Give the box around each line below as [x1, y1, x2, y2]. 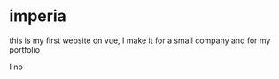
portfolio [9, 44, 41, 54]
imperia [9, 6, 66, 26]
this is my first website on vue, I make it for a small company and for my [9, 35, 271, 46]
